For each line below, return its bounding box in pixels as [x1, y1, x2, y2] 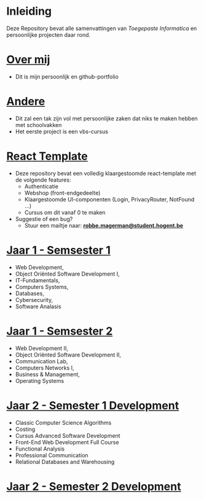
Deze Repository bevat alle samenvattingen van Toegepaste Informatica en [6, 25, 197, 32]
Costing [15, 425, 36, 433]
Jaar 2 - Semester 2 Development [6, 479, 181, 493]
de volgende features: [15, 176, 71, 184]
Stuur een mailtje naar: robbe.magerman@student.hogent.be [24, 222, 183, 229]
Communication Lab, [15, 357, 68, 365]
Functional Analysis [15, 445, 65, 452]
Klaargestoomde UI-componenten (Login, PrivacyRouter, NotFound [24, 195, 195, 203]
